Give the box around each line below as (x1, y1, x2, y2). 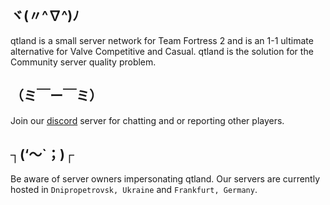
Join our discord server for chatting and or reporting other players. (10, 114, 285, 126)
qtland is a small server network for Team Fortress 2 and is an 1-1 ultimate (10, 34, 314, 46)
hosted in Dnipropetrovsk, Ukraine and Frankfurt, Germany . (10, 184, 258, 196)
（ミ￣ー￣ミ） (10, 87, 103, 105)
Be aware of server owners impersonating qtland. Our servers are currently (10, 173, 321, 185)
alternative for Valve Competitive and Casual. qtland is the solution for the (10, 45, 314, 57)
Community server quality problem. (10, 56, 157, 68)
